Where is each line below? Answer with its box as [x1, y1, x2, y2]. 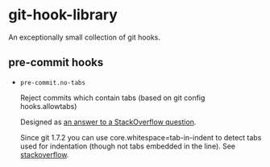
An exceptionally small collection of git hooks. [8, 32, 161, 42]
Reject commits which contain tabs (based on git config [19, 93, 206, 102]
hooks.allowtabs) [19, 101, 77, 111]
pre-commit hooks [8, 56, 104, 69]
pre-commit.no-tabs [19, 78, 86, 86]
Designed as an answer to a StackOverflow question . [19, 117, 197, 127]
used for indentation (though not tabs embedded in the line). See [19, 141, 236, 151]
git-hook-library [8, 6, 118, 24]
